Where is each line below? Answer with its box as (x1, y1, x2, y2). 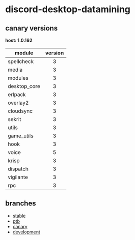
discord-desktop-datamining (5, 4, 131, 15)
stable (12, 213, 26, 219)
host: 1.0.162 (5, 37, 32, 43)
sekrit (8, 116, 21, 123)
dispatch (8, 165, 29, 172)
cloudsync (8, 108, 33, 114)
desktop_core (8, 83, 41, 89)
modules (8, 75, 29, 81)
